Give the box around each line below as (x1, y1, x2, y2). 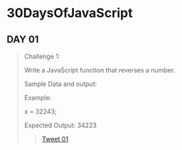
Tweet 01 (41, 135, 69, 143)
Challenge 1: (23, 52, 60, 60)
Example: (23, 94, 52, 102)
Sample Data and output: (23, 80, 97, 88)
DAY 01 (6, 33, 39, 45)
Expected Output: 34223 (23, 121, 97, 129)
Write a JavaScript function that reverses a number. (23, 66, 176, 74)
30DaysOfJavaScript (6, 5, 133, 21)
